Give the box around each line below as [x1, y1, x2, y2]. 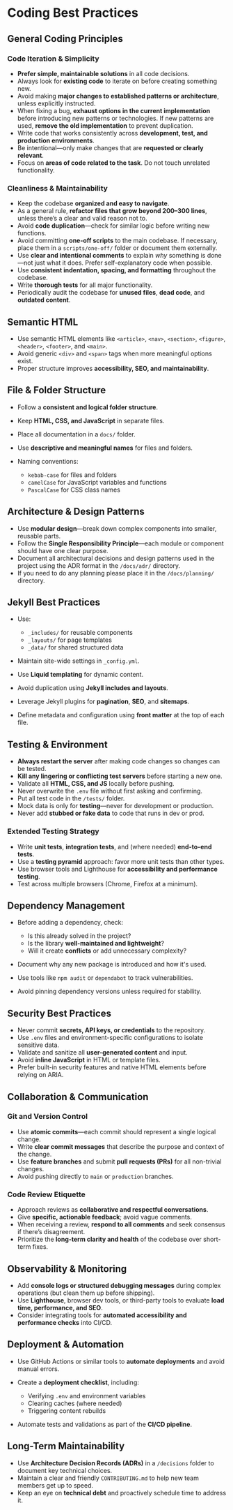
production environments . [17, 136, 95, 145]
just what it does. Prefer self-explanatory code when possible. [34, 258, 213, 267]
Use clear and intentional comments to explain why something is [17, 251, 206, 260]
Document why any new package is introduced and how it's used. [17, 960, 207, 969]
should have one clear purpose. [17, 546, 109, 555]
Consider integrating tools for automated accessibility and [17, 1311, 187, 1319]
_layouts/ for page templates [27, 636, 113, 644]
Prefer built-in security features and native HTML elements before [17, 1063, 207, 1071]
